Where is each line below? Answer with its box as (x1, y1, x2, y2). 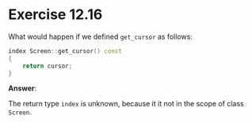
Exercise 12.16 (8, 6, 103, 24)
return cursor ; (22, 62, 73, 70)
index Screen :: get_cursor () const (8, 47, 123, 55)
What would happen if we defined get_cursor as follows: (8, 32, 193, 41)
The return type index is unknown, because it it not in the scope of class (8, 99, 244, 109)
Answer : (8, 83, 37, 93)
